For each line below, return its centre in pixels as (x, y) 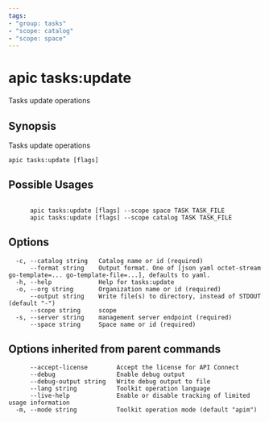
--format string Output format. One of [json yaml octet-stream (145, 268)
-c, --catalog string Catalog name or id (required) (110, 261)
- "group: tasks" (37, 23)
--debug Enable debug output (107, 375)
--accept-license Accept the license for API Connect (134, 368)
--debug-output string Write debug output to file (120, 382)
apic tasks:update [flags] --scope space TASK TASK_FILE (127, 211)
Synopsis (32, 126)
